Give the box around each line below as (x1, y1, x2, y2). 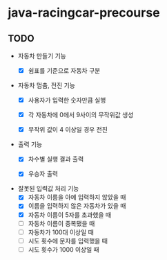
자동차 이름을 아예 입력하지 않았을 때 (28, 193, 126, 202)
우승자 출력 (28, 170, 58, 178)
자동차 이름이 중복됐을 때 (28, 219, 95, 227)
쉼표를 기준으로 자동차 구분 (28, 67, 101, 74)
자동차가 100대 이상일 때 (28, 227, 94, 236)
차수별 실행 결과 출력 (28, 155, 84, 164)
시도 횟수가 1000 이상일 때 (28, 245, 99, 254)
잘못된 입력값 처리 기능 (17, 184, 79, 193)
